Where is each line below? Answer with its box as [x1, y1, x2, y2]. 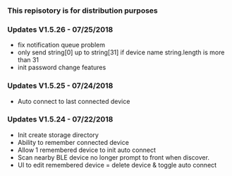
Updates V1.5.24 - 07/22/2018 [7, 115, 114, 124]
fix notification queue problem [17, 41, 106, 49]
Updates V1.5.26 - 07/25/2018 [7, 24, 114, 34]
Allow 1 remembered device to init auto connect [17, 146, 157, 154]
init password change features [17, 63, 106, 72]
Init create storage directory [17, 130, 99, 139]
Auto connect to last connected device [17, 97, 130, 105]
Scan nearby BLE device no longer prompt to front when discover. [17, 153, 210, 161]
